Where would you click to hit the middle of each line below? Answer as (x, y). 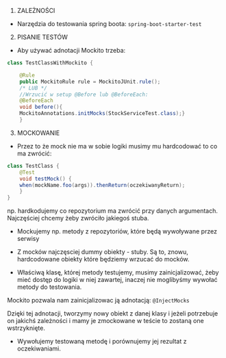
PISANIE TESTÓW (42, 37)
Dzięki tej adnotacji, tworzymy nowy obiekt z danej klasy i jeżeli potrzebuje (113, 314)
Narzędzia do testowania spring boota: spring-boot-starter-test (109, 24)
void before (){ (41, 107)
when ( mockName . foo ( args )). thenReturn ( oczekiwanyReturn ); (102, 185)
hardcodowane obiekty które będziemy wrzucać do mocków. (103, 259)
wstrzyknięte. (26, 328)
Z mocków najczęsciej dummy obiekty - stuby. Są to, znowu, (102, 252)
